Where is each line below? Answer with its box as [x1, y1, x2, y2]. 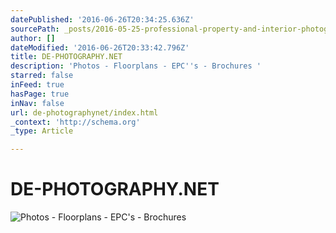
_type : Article [10, 126, 74, 136]
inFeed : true [10, 80, 65, 90]
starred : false [10, 71, 74, 81]
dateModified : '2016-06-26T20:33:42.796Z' [10, 42, 190, 53]
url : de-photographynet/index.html [10, 107, 159, 118]
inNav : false [10, 98, 65, 108]
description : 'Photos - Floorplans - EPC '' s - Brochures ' [10, 61, 262, 71]
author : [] [10, 33, 56, 43]
